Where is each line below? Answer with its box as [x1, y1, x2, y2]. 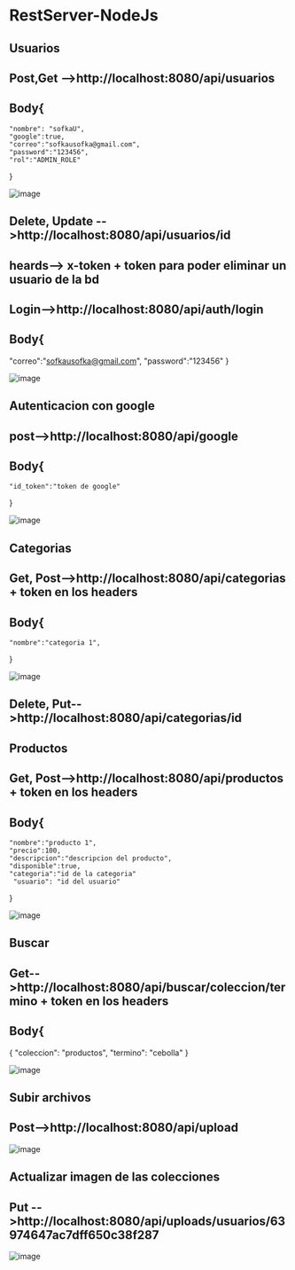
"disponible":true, [9, 861, 82, 870]
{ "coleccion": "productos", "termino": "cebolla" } [9, 1047, 189, 1058]
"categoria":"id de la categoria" [9, 869, 137, 878]
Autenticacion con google [9, 398, 155, 413]
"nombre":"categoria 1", [9, 638, 101, 647]
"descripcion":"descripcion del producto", [9, 853, 173, 863]
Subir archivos [9, 1090, 91, 1105]
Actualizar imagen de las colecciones [9, 1170, 220, 1185]
